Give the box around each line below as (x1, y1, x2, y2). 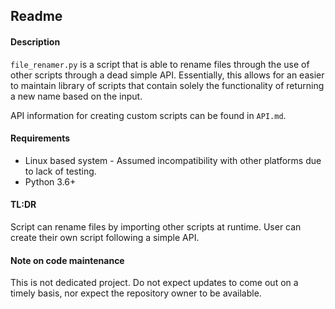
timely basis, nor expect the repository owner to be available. (10, 287, 262, 299)
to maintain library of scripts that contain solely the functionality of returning (10, 79, 325, 91)
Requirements (10, 132, 71, 144)
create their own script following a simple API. (10, 232, 200, 243)
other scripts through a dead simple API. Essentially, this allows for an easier (10, 69, 325, 81)
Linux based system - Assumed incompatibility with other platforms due (24, 154, 322, 166)
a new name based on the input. (10, 90, 143, 102)
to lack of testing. (24, 165, 97, 177)
